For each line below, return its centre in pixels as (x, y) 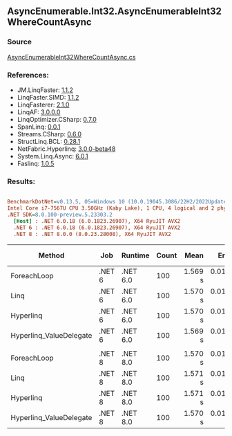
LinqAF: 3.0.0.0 (39, 112)
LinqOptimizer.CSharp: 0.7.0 (57, 119)
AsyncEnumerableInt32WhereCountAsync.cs (71, 57)
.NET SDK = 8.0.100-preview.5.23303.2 (60, 215)
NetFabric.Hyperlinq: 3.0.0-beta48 (66, 149)
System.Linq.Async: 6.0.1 (52, 156)
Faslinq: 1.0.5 (36, 163)
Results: (21, 181)
